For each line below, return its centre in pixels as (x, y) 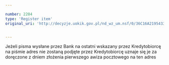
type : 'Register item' (29, 19)
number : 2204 (19, 14)
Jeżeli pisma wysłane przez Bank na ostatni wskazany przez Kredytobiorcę (83, 46)
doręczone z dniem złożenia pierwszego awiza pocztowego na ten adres (81, 57)
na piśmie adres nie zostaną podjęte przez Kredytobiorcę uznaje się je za (81, 52)
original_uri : (20, 23)
